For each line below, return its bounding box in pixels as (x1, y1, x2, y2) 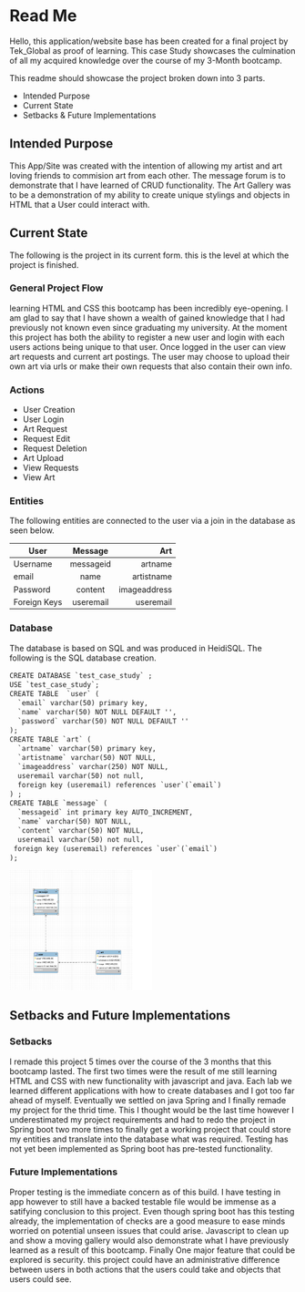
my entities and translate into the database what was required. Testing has (9, 1133, 289, 1144)
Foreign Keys (13, 596, 63, 607)
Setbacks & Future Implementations (22, 109, 157, 120)
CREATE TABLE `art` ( (9, 734, 92, 743)
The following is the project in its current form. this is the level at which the (9, 250, 290, 261)
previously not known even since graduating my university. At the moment (9, 322, 288, 333)
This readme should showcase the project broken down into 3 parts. (9, 72, 266, 83)
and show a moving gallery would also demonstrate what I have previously (9, 1235, 290, 1246)
